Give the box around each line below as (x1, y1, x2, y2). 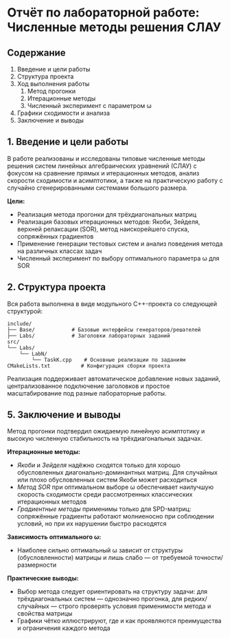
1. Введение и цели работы (7, 136, 129, 148)
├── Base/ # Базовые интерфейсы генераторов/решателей (7, 326, 201, 333)
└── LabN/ (19, 350, 48, 357)
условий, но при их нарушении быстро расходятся (16, 519, 167, 528)
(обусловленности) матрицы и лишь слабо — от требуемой (16, 554, 193, 562)
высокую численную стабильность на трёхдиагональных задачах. (7, 435, 203, 443)
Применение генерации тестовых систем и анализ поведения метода (16, 239, 223, 248)
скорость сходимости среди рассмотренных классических (16, 490, 193, 499)
